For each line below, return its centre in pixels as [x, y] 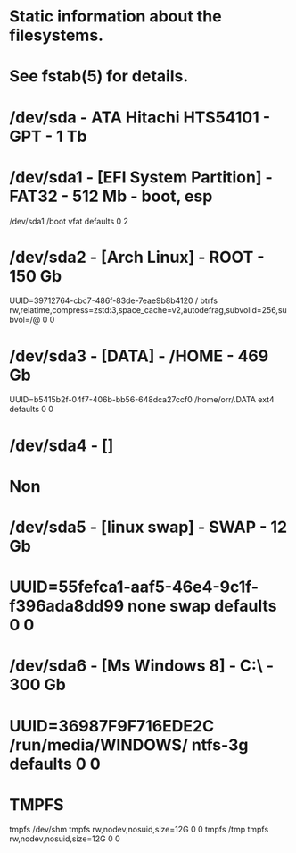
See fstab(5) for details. [99, 76]
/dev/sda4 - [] [62, 445]
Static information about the [115, 17]
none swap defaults [202, 606]
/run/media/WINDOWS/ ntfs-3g [129, 745]
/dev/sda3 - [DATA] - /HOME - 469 [139, 356]
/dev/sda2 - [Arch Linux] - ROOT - [137, 257]
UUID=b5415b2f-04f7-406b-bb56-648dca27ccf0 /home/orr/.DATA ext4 [142, 400]
